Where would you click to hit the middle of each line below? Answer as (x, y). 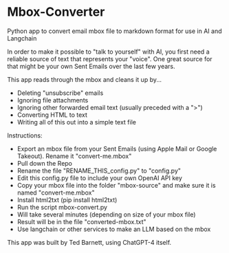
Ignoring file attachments (53, 100)
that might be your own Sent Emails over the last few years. (91, 66)
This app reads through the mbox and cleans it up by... (85, 79)
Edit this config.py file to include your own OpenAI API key (99, 178)
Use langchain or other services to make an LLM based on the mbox (114, 229)
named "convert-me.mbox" (56, 192)
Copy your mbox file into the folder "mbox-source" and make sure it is (116, 185)
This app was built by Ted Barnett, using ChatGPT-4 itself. (89, 242)
